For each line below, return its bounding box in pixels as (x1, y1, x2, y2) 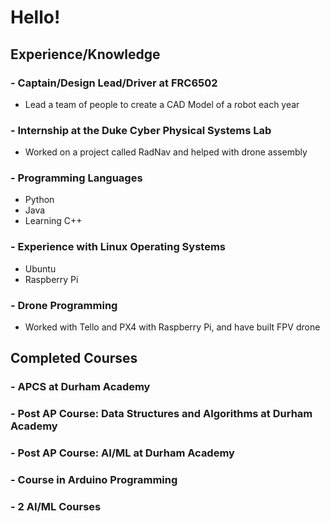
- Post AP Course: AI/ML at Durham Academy (10, 446, 235, 460)
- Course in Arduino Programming (10, 473, 178, 487)
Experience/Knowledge (10, 46, 161, 63)
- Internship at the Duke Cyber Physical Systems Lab (10, 123, 272, 137)
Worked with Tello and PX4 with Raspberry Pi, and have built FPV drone (24, 321, 321, 333)
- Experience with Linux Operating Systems (10, 240, 227, 254)
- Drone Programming (10, 298, 118, 312)
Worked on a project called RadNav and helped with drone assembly (24, 146, 308, 158)
